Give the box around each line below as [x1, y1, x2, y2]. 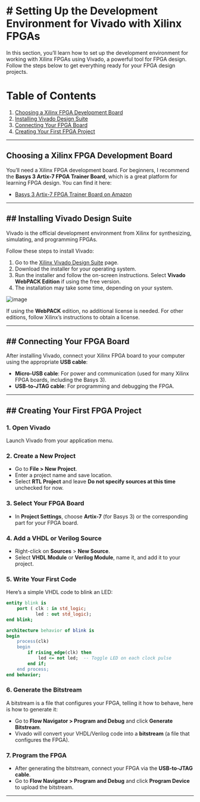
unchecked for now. [14, 484, 64, 492]
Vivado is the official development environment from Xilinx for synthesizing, [6, 229, 192, 237]
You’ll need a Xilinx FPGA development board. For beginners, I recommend [6, 166, 189, 173]
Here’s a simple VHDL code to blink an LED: [6, 589, 113, 596]
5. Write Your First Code [6, 575, 77, 583]
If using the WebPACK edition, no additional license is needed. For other [6, 307, 183, 314]
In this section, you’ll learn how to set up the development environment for [6, 49, 189, 56]
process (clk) [17, 639, 49, 645]
